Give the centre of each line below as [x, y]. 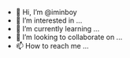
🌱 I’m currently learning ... [58, 29]
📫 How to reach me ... [52, 46]
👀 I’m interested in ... [49, 20]
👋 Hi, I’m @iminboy [46, 12]
